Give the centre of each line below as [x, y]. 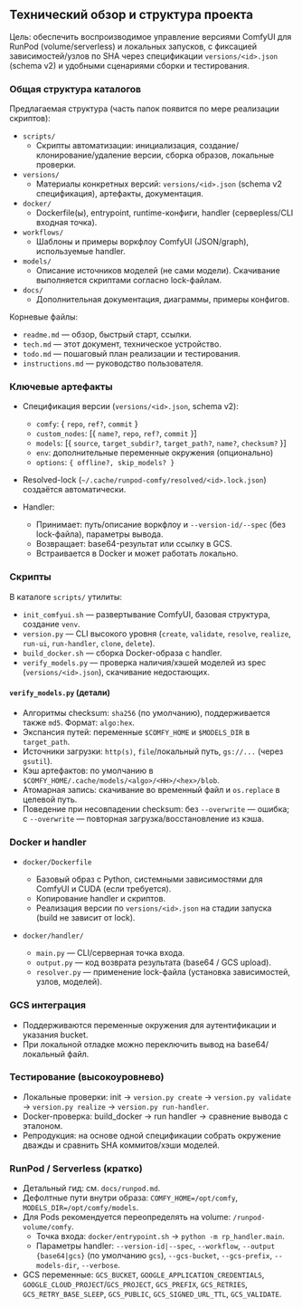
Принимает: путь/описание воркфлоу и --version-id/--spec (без [161, 525]
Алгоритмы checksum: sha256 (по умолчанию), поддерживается [146, 712]
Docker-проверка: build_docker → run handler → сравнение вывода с [156, 1116]
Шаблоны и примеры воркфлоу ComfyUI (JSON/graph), [142, 242]
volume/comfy [47, 1227]
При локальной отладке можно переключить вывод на [129, 1044]
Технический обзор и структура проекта [131, 15]
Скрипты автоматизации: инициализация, [117, 146]
